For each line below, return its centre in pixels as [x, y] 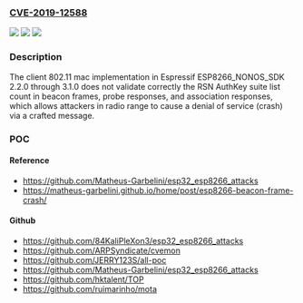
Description [36, 57]
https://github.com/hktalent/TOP [83, 279]
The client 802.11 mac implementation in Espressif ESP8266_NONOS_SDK [147, 77]
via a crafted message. [52, 115]
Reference [29, 161]
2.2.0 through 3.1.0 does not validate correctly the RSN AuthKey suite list [145, 86]
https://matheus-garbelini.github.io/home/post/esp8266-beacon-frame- [158, 190]
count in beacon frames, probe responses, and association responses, [142, 96]
